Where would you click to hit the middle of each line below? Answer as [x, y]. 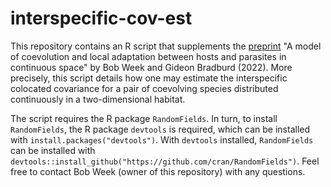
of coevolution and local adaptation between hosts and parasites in [148, 56]
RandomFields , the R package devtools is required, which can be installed [160, 129]
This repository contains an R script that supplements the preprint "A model [166, 46]
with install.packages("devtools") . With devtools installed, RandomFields [162, 139]
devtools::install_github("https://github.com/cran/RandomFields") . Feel [165, 161]
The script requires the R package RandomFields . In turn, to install [144, 118]
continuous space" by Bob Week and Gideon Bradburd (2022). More [151, 67]
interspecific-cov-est [101, 18]
